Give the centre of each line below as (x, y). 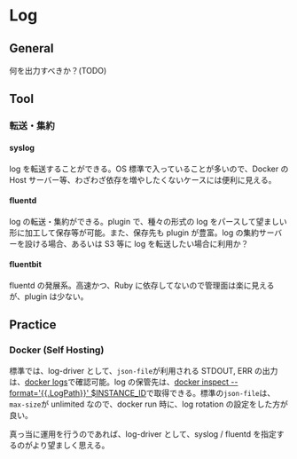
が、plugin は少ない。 (49, 296)
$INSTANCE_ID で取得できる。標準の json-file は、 (183, 392)
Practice (33, 325)
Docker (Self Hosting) (57, 350)
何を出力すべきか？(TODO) (58, 71)
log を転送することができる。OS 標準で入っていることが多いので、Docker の (149, 169)
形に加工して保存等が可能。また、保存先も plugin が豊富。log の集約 (134, 233)
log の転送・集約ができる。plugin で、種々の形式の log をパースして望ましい (148, 221)
